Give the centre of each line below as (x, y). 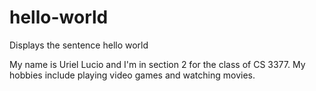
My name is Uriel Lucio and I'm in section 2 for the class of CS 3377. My (157, 64)
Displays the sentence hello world (79, 45)
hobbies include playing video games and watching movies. (132, 75)
